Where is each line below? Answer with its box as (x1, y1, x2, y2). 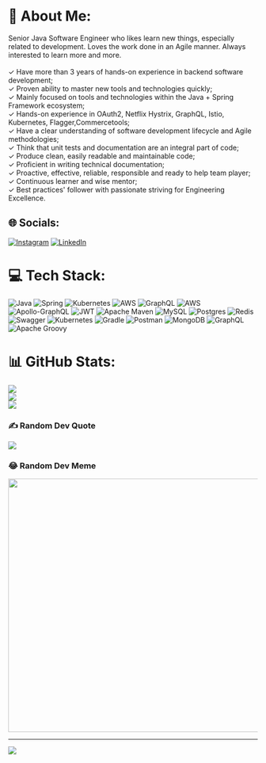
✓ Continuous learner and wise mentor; (8, 176, 138, 185)
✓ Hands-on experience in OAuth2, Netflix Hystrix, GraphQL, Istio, (8, 109, 225, 118)
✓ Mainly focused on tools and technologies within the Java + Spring (8, 92, 234, 101)
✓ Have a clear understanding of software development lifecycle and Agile (8, 126, 252, 135)
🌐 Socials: (8, 216, 60, 230)
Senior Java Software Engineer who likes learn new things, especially (8, 33, 235, 43)
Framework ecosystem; (8, 101, 85, 110)
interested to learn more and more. (8, 50, 122, 59)
